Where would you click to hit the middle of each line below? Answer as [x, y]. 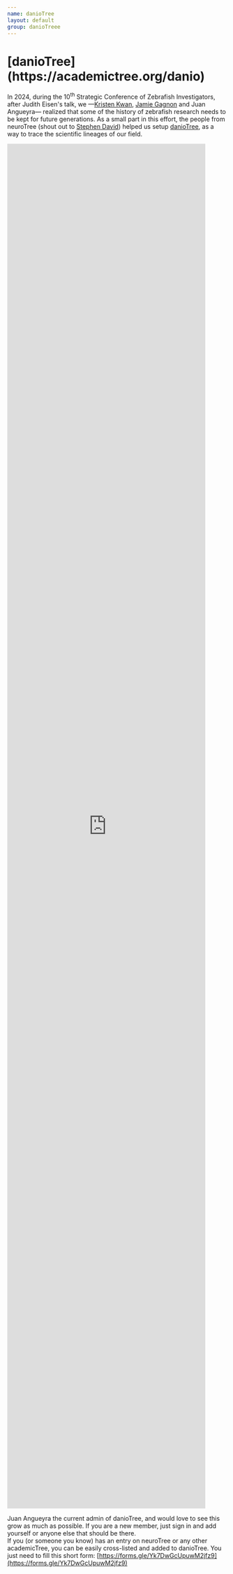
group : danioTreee [34, 27]
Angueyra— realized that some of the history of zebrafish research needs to [117, 111]
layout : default [31, 20]
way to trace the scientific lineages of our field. [75, 134]
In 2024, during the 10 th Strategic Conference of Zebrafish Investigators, [111, 96]
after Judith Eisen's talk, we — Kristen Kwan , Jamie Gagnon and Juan [106, 104]
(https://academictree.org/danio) [106, 76]
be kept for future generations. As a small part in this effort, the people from [116, 119]
